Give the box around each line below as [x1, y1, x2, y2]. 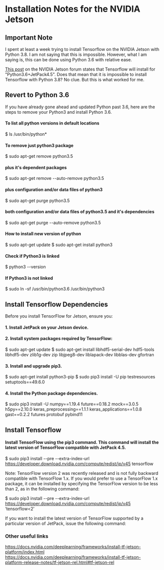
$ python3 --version [5, 264, 46, 270]
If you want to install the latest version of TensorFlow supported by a [5, 516, 143, 521]
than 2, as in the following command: [5, 486, 80, 492]
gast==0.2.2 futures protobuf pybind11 [5, 412, 83, 418]
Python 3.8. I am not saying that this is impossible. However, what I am [5, 51, 147, 57]
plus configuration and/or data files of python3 [5, 187, 103, 193]
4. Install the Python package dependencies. [5, 390, 98, 396]
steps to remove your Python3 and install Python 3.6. [5, 109, 112, 115]
